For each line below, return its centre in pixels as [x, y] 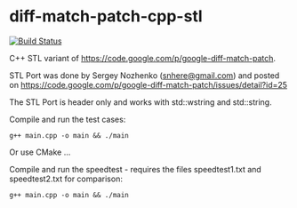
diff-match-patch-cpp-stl [106, 16]
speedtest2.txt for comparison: [66, 179]
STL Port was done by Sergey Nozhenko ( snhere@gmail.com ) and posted [144, 75]
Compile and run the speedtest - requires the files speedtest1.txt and [136, 169]
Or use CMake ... [40, 152]
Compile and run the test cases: [68, 119]
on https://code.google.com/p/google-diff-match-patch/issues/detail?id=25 [148, 84]
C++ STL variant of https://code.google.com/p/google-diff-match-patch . [143, 58]
